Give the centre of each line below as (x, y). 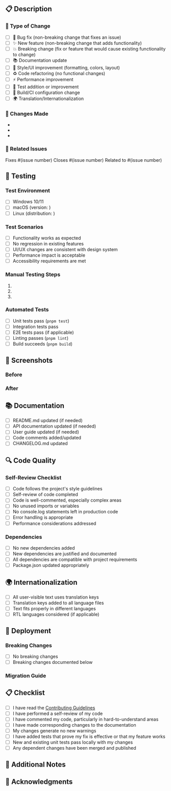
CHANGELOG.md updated (40, 443)
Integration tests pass (35, 327)
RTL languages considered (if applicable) (56, 614)
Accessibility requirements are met (49, 261)
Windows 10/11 (28, 202)
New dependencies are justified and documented (65, 554)
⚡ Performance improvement (43, 79)
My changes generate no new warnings (54, 731)
